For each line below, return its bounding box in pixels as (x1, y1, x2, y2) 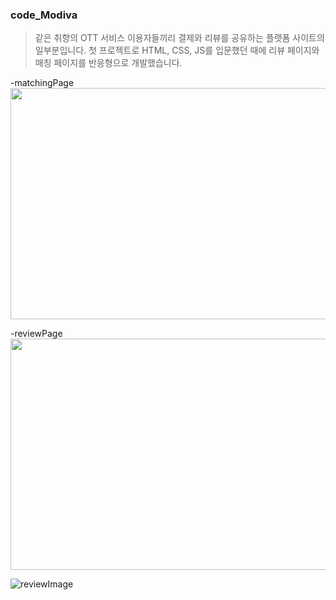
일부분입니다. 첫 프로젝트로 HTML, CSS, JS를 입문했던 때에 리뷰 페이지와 (34, 44, 320, 57)
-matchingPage (10, 77, 75, 89)
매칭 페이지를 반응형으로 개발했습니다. (34, 57, 183, 69)
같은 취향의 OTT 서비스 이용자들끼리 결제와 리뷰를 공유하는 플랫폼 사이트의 (34, 32, 325, 44)
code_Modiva (10, 8, 78, 22)
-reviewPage (10, 328, 63, 340)
